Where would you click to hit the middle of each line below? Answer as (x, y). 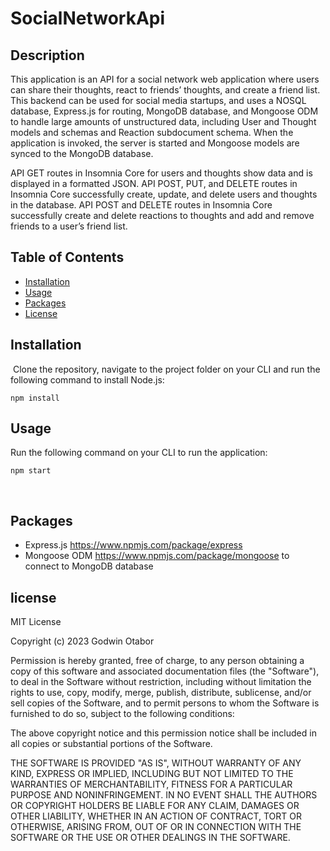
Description (47, 55)
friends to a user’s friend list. (69, 226)
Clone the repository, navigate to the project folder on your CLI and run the (166, 369)
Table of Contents (67, 257)
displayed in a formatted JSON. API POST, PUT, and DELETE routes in (154, 183)
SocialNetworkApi (88, 18)
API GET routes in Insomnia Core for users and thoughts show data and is (161, 173)
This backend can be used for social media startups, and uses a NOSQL (158, 100)
